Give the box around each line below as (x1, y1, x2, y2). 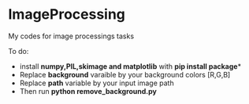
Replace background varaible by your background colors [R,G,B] (19, 70, 231, 79)
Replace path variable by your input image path (19, 78, 175, 88)
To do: (8, 46, 29, 56)
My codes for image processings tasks (8, 31, 135, 41)
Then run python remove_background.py (19, 86, 158, 95)
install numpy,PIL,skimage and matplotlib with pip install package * (19, 61, 242, 71)
